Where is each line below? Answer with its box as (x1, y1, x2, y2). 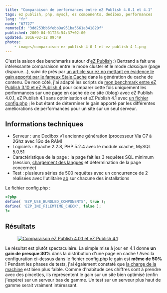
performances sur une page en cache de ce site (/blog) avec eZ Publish (5, 90, 153, 96)
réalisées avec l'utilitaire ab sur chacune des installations (12, 175, 130, 182)
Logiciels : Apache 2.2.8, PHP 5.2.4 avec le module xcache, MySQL (12, 144, 151, 150)
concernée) (12, 165, 36, 171)
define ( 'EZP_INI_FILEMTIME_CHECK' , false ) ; (5, 204, 101, 209)
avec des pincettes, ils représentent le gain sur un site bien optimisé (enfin (5, 272, 158, 278)
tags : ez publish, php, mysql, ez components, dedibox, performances (5, 12, 153, 17)
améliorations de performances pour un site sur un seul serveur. (5, 105, 137, 111)
